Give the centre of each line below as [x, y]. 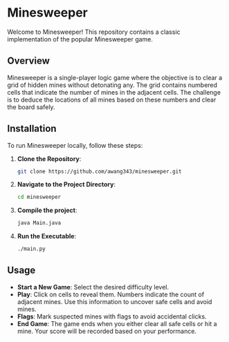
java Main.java [39, 223]
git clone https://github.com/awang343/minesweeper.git [99, 171]
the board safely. [31, 107]
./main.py [31, 249]
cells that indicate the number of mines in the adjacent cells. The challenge [114, 92]
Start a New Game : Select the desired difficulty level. [93, 287]
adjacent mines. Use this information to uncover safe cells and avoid [114, 301]
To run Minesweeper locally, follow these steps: [75, 145]
